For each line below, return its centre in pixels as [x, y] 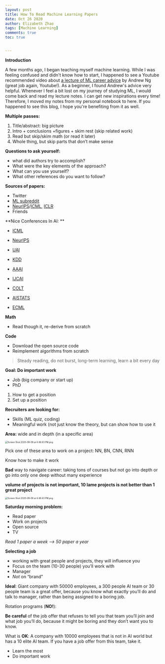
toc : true [15, 38]
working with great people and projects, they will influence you [76, 561]
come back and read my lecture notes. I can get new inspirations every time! [83, 96]
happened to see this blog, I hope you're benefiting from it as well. [72, 106]
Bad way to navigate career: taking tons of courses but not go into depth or [82, 470]
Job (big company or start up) [43, 380]
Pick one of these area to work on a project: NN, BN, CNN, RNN [69, 451]
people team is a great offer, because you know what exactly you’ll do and [81, 591]
